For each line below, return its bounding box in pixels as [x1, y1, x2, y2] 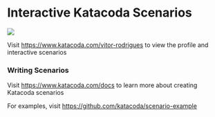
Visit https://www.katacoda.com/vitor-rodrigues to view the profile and [7, 40, 209, 49]
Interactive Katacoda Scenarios [7, 5, 192, 21]
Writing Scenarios [7, 65, 69, 75]
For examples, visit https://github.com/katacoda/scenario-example [7, 102, 197, 110]
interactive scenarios [7, 48, 67, 56]
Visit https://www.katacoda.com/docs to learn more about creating [7, 81, 198, 89]
